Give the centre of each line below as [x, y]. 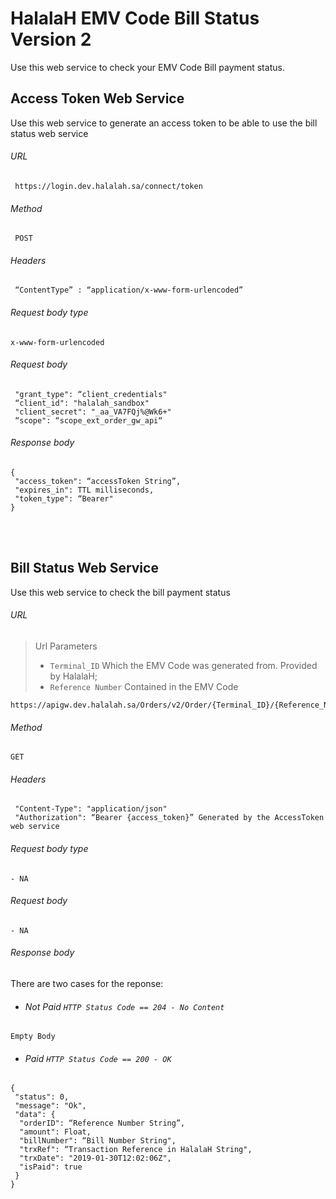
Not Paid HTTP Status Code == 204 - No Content [124, 1006]
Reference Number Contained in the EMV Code [144, 686]
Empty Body [33, 1037]
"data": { [35, 1115]
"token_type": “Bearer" [64, 498]
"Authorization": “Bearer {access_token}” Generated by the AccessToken [169, 818]
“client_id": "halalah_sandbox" [82, 403]
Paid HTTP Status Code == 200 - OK [98, 1058]
